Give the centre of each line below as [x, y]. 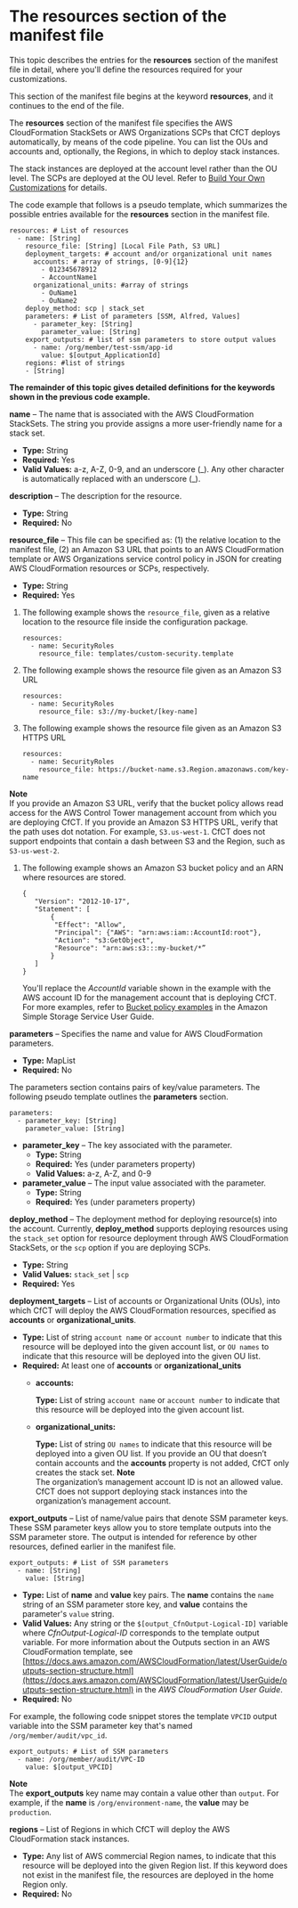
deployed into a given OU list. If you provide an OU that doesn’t [151, 1453]
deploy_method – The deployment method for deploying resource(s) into [143, 1219]
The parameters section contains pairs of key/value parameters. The [135, 1087]
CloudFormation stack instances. [70, 1839]
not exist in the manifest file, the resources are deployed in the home [148, 1875]
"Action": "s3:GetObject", [105, 940]
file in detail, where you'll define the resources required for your [126, 69]
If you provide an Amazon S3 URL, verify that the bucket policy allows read [146, 803]
